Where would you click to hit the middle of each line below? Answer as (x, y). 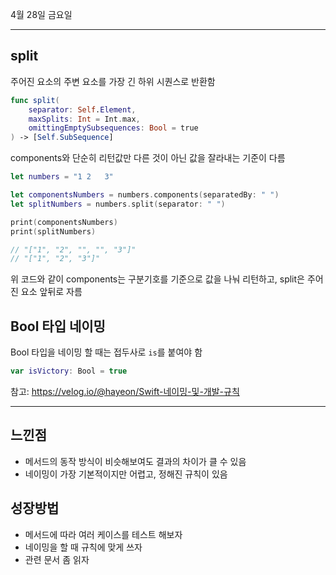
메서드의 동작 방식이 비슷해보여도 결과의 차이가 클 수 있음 (135, 461)
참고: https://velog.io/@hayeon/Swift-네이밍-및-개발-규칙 (125, 391)
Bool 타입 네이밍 (58, 326)
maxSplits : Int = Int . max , (84, 119)
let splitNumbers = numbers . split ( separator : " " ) (118, 204)
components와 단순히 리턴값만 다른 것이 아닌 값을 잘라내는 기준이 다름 (148, 158)
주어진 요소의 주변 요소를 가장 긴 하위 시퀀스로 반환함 (113, 81)
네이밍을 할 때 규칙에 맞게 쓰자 (83, 547)
